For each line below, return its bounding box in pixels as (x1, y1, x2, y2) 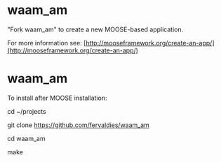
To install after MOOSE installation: (7, 94, 107, 102)
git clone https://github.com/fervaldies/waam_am (7, 121, 149, 129)
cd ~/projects (7, 107, 47, 115)
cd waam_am (7, 134, 46, 142)
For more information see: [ (7, 38, 86, 47)
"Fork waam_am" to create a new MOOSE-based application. (7, 25, 184, 34)
